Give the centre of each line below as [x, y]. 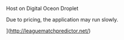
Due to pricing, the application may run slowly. [62, 19]
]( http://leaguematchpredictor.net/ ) [48, 31]
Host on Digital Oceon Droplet [42, 8]
